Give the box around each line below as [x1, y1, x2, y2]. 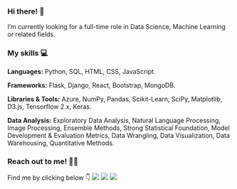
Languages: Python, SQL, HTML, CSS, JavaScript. [7, 67, 156, 75]
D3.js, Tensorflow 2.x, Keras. [7, 102, 92, 111]
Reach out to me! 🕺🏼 [7, 156, 79, 166]
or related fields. [7, 30, 56, 38]
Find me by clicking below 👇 [7, 173, 91, 182]
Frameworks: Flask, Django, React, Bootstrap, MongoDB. [7, 81, 176, 90]
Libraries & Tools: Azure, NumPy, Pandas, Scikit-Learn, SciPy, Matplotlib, [7, 94, 223, 103]
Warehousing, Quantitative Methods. [7, 139, 115, 147]
